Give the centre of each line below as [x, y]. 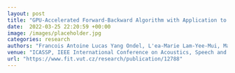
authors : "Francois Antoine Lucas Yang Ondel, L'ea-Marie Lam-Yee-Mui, [114, 46]
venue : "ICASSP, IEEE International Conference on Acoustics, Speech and [117, 53]
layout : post [26, 14]
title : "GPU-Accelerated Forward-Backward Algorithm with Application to [117, 20]
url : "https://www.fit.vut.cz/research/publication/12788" [95, 59]
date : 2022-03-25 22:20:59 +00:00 [59, 26]
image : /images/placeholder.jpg [54, 33]
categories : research [39, 40]
